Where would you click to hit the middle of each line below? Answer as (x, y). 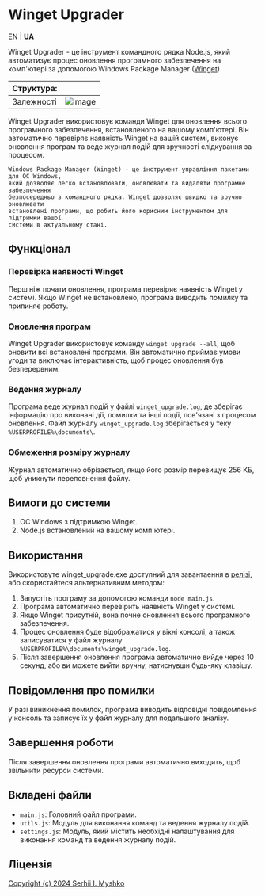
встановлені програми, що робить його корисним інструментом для (118, 211)
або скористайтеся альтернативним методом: (86, 583)
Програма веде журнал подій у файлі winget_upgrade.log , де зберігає (125, 406)
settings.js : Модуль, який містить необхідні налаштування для (127, 831)
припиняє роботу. (38, 306)
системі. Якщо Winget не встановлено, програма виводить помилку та (128, 297)
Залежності (34, 101)
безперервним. (34, 368)
